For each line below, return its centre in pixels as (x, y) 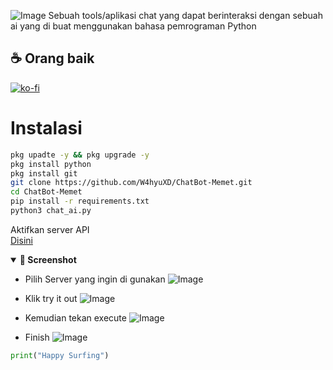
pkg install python (51, 164)
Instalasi (46, 128)
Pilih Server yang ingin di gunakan (95, 279)
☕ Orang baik (52, 58)
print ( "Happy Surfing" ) (60, 355)
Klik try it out (51, 298)
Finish (37, 337)
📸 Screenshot (48, 259)
